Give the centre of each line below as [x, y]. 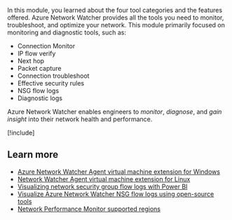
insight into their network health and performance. [80, 119]
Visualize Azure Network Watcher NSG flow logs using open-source [116, 194]
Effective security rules [51, 83]
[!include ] [21, 133]
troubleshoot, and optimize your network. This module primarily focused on [116, 25]
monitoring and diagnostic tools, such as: [67, 32]
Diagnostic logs [40, 98]
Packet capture [39, 68]
